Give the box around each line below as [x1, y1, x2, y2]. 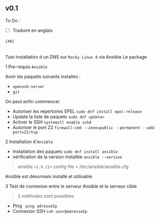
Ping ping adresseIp [12, 203, 58, 209]
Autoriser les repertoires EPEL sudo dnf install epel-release [12, 108, 142, 114]
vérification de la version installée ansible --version [12, 154, 123, 160]
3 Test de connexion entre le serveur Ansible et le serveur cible [5, 183, 137, 189]
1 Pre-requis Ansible [5, 64, 48, 70]
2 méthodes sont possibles [17, 193, 74, 199]
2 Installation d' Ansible [5, 139, 53, 145]
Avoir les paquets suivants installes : [5, 73, 81, 80]
